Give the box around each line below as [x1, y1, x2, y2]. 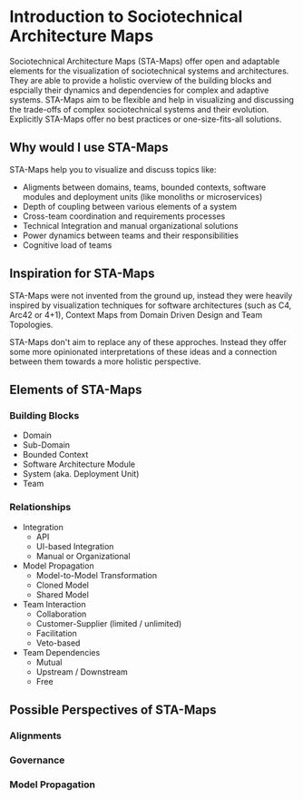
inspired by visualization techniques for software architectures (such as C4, [9, 300, 292, 311]
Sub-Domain [22, 440, 71, 450]
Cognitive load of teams [22, 239, 112, 251]
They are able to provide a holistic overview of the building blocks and [9, 74, 272, 85]
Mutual [35, 657, 63, 667]
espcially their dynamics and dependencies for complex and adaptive [9, 84, 269, 95]
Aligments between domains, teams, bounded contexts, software [22, 182, 267, 193]
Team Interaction [22, 598, 86, 609]
